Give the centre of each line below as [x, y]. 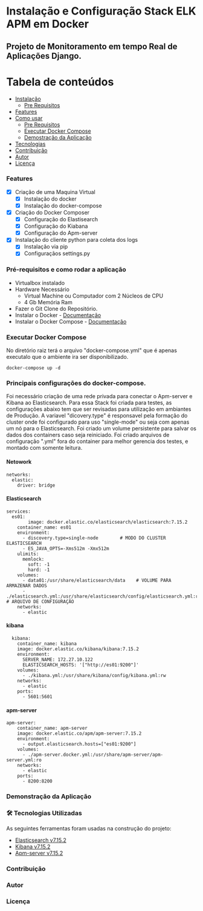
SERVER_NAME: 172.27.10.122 [58, 659]
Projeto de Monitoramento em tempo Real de [92, 46]
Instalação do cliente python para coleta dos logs [76, 240]
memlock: [33, 559]
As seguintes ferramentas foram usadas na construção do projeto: [89, 829]
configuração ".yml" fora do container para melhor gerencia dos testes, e [97, 441]
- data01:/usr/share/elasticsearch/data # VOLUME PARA [97, 580]
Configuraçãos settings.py [57, 253]
